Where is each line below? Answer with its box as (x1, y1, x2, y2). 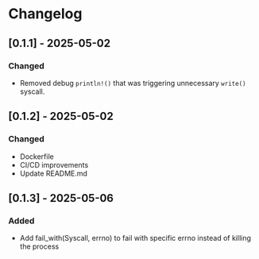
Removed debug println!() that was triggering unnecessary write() (19, 78, 246, 87)
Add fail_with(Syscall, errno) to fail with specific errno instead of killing (19, 234, 252, 243)
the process (19, 242, 60, 251)
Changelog (8, 5, 83, 23)
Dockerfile (19, 152, 54, 161)
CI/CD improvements (19, 160, 89, 169)
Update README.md (19, 168, 87, 178)
